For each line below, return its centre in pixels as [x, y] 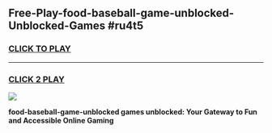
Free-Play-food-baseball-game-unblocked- [121, 13]
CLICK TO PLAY [40, 49]
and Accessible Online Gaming [61, 120]
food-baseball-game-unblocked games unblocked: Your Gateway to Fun [133, 111]
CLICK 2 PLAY [36, 79]
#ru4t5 [126, 26]
